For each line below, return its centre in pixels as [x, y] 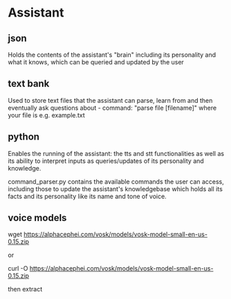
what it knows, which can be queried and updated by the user [96, 62]
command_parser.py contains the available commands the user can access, [116, 182]
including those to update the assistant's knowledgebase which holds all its [115, 189]
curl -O [18, 269]
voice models [37, 218]
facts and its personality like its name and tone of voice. [87, 196]
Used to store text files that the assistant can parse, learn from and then [110, 100]
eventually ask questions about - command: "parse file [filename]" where [112, 108]
